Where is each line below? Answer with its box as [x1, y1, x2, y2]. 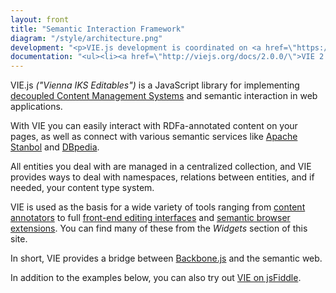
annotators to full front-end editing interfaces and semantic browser [10, 212, 291, 224]
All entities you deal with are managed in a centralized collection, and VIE [10, 161, 312, 173]
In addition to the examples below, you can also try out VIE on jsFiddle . [10, 272, 302, 284]
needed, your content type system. [10, 182, 155, 194]
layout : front [10, 14, 70, 25]
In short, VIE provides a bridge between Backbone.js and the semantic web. [10, 252, 323, 265]
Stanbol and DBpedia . [10, 141, 100, 153]
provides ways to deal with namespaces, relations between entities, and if [10, 171, 315, 183]
